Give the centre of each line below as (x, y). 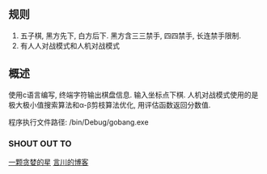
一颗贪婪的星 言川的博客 (49, 162)
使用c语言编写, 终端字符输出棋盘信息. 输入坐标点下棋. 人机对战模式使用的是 (133, 95)
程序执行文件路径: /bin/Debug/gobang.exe (78, 122)
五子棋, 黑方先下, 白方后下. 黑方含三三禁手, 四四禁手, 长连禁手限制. (130, 36)
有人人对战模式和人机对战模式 (70, 45)
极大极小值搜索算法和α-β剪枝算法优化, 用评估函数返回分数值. (110, 104)
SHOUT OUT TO (40, 143)
